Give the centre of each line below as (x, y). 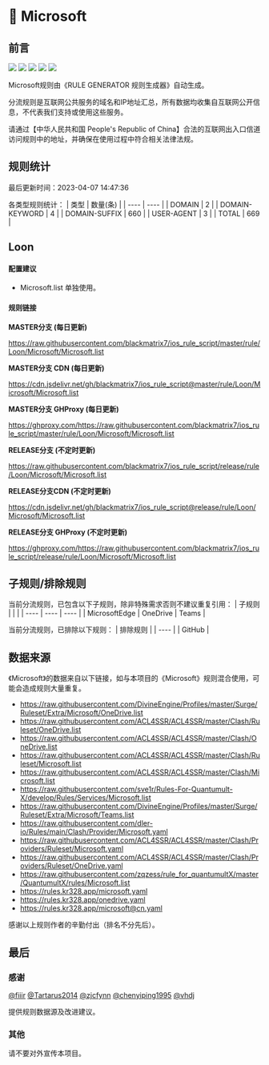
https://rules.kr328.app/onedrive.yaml (82, 900)
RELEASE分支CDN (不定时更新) (60, 490)
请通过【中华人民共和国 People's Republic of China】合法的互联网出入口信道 (134, 129)
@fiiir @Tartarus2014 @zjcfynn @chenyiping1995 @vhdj (101, 995)
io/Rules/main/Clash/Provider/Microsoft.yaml (94, 832)
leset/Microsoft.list (50, 764)
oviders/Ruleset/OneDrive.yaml (71, 866)
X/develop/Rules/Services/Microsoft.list (86, 798)
